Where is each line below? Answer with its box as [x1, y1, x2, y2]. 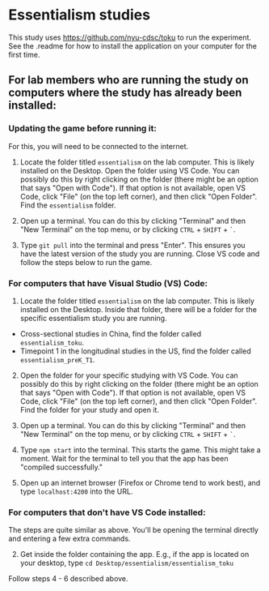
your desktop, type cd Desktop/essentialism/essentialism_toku [19, 558, 234, 568]
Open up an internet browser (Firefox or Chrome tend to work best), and [19, 478, 261, 487]
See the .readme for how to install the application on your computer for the [8, 41, 257, 50]
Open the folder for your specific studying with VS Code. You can [19, 370, 238, 380]
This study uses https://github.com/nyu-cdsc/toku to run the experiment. [8, 32, 252, 42]
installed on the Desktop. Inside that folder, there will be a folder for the [19, 304, 257, 314]
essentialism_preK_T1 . [19, 354, 95, 364]
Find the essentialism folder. [19, 200, 116, 210]
